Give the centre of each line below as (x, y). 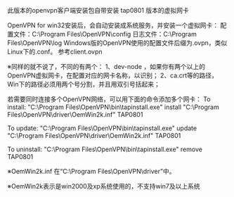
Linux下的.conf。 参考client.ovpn (55, 52)
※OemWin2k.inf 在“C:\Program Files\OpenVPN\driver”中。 (91, 171)
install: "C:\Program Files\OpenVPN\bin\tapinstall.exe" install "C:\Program (113, 107)
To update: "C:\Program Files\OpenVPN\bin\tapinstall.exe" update (102, 128)
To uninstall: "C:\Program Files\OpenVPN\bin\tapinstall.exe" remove (105, 149)
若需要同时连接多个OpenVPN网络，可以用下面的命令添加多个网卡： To (109, 99)
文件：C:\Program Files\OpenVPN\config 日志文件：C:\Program (105, 34)
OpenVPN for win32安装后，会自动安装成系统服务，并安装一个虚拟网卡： (113, 25)
